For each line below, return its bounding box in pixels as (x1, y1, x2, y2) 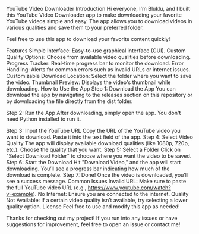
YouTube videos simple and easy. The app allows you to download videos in (6, 18, 192, 24)
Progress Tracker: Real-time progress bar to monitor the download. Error (6, 60, 184, 67)
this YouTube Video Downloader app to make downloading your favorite (6, 11, 182, 18)
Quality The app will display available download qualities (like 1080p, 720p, (6, 140, 189, 146)
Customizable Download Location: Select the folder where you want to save (6, 73, 192, 79)
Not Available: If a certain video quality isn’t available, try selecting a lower (6, 196, 188, 204)
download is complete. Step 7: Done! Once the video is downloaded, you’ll (6, 171, 188, 178)
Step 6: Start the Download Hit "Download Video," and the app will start (6, 159, 181, 166)
